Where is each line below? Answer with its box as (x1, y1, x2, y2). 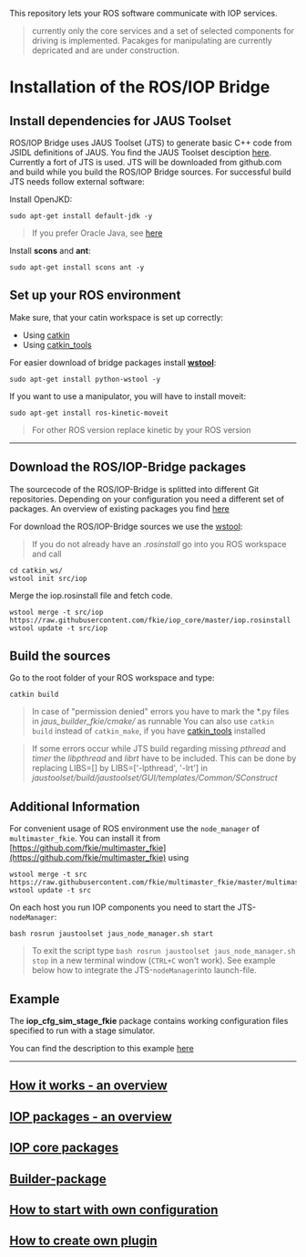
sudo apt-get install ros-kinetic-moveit (9, 408, 169, 417)
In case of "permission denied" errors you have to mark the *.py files (31, 706, 290, 717)
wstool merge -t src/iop (9, 607, 104, 617)
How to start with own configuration (9, 1202, 219, 1218)
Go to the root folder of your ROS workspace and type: (9, 672, 215, 683)
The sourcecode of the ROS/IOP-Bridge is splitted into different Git (9, 483, 260, 494)
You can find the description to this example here (9, 1043, 194, 1054)
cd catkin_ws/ (9, 565, 64, 575)
